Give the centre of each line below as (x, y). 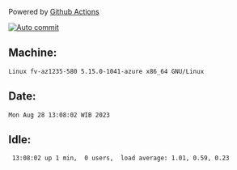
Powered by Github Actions (54, 12)
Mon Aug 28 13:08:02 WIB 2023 (59, 115)
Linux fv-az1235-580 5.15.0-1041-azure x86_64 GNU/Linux (106, 71)
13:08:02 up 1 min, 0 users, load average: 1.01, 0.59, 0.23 (121, 158)
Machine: (33, 53)
